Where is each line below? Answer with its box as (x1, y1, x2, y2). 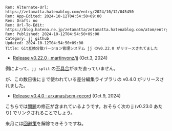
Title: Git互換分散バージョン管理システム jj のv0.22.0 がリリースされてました (5, 46, 158, 51)
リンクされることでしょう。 (17, 110, 75, 116)
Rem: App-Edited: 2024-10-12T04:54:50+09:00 (5, 14, 102, 19)
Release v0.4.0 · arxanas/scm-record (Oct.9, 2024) (12, 93, 121, 99)
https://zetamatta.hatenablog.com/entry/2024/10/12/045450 (5, 9, 134, 14)
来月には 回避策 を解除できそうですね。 (5, 120, 86, 126)
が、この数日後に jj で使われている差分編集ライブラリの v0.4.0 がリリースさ (5, 76, 164, 82)
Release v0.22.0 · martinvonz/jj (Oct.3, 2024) (12, 55, 108, 61)
